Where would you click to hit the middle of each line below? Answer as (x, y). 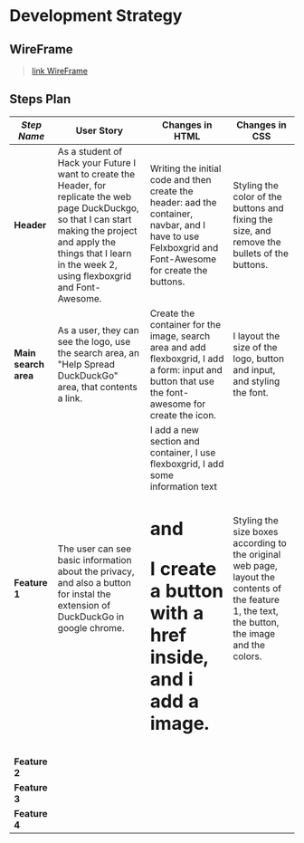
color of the (257, 196)
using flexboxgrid (95, 275)
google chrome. (91, 627)
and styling (256, 381)
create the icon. (183, 415)
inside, (179, 656)
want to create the (96, 174)
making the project (97, 230)
